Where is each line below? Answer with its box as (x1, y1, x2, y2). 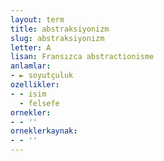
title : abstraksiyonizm (10, 24, 110, 34)
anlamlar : (10, 61, 52, 71)
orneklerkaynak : (10, 126, 78, 136)
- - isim (10, 89, 47, 99)
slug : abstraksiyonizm (10, 33, 105, 43)
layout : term (10, 14, 65, 25)
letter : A (10, 42, 52, 53)
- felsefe (19, 98, 60, 108)
